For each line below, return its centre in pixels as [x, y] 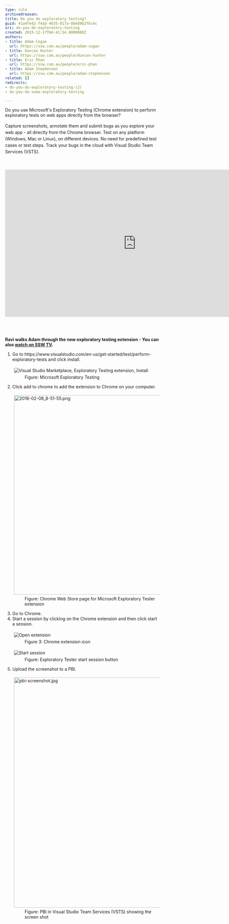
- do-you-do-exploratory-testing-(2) [44, 87]
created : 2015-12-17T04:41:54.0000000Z [46, 32]
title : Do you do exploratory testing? [46, 19]
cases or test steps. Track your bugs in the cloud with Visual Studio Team [79, 145]
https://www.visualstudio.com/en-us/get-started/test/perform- [88, 354]
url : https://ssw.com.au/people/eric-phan [53, 64]
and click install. [64, 359]
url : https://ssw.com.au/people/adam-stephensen [60, 74]
